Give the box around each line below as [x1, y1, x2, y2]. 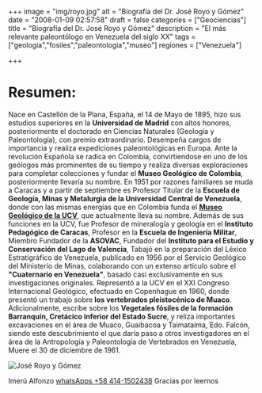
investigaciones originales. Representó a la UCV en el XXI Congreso [8, 277, 230, 288]
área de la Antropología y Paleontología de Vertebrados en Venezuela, [8, 337, 237, 346]
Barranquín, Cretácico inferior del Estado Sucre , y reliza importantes [8, 311, 236, 321]
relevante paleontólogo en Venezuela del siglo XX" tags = [8, 32, 196, 41]
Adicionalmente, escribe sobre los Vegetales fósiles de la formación [8, 303, 234, 312]
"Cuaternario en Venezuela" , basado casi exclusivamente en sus [8, 269, 223, 279]
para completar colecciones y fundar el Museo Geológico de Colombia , [8, 168, 244, 177]
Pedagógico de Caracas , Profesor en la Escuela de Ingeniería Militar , [8, 227, 237, 237]
